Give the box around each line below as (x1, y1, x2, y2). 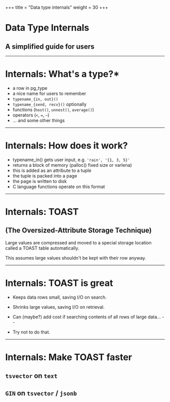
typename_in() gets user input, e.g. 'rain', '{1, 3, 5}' (12, 157, 130, 163)
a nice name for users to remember (12, 90, 87, 96)
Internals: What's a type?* (5, 68, 120, 80)
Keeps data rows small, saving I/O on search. (12, 294, 107, 300)
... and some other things (12, 117, 65, 123)
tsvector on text (5, 372, 58, 380)
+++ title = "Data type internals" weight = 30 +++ (5, 5, 108, 10)
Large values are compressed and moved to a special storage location (5, 239, 152, 245)
